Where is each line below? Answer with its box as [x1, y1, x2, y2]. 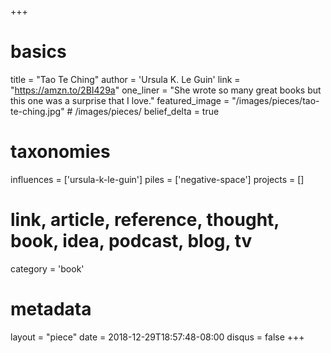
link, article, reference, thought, [10, 209, 280, 231]
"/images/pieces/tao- [231, 94, 320, 106]
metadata [10, 298, 92, 320]
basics [10, 41, 67, 63]
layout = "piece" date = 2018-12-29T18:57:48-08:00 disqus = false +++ [10, 331, 305, 343]
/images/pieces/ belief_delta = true [74, 105, 220, 117]
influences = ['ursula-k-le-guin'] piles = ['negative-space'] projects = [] [10, 173, 305, 185]
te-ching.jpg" [10, 105, 65, 117]
